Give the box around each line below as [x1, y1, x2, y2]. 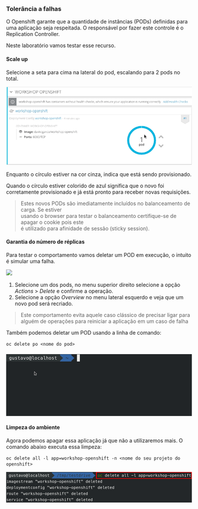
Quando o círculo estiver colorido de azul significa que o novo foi [6, 182, 164, 189]
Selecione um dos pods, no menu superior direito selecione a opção [14, 282, 181, 289]
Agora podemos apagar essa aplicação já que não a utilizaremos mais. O [6, 437, 183, 444]
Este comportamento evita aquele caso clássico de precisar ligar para [20, 312, 190, 319]
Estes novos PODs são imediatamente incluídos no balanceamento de [20, 200, 190, 207]
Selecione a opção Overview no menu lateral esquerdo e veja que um [14, 294, 184, 301]
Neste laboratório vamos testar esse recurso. [6, 42, 116, 49]
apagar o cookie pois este [20, 219, 84, 226]
